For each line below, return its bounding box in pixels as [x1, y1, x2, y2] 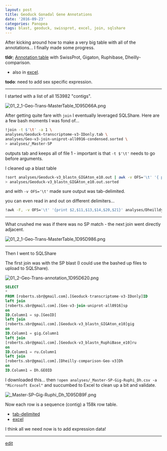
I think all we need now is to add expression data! [5, 426, 106, 432]
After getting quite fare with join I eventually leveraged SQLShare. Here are [5, 112, 160, 118]
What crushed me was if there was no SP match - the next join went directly [5, 221, 161, 227]
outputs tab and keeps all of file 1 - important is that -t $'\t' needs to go [5, 150, 156, 156]
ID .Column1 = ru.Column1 [5, 349, 57, 355]
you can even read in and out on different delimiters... [5, 198, 115, 204]
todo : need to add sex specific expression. [5, 79, 93, 85]
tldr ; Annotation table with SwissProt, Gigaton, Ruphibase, [5, 54, 124, 60]
